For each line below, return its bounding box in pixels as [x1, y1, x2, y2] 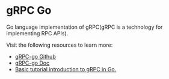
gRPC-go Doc [14, 59, 50, 66]
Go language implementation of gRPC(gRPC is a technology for [6, 23, 163, 31]
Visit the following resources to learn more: [6, 41, 113, 48]
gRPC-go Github [14, 53, 56, 60]
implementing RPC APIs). [6, 29, 69, 37]
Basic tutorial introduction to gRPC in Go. [14, 65, 117, 72]
